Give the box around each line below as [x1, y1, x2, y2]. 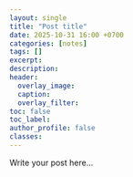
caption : [17, 89, 51, 99]
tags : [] [9, 47, 43, 57]
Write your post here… [9, 157, 94, 168]
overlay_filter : [17, 98, 79, 108]
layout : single [9, 13, 67, 23]
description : [9, 65, 59, 74]
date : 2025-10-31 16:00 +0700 [9, 30, 125, 39]
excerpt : [9, 56, 43, 65]
